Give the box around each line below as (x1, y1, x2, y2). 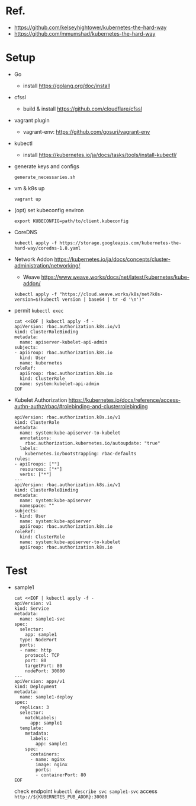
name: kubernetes (20, 360, 63, 366)
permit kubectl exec (14, 307, 64, 314)
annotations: (20, 435, 52, 441)
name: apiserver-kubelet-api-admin (20, 339, 108, 345)
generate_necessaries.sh (14, 174, 76, 180)
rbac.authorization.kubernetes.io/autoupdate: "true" (25, 440, 160, 446)
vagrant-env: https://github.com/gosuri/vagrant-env (23, 128, 150, 135)
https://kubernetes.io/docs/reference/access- (68, 396, 181, 404)
